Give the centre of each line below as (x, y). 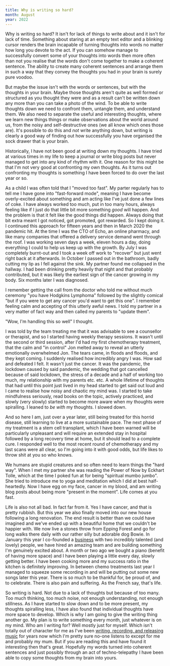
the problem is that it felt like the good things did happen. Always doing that (84, 215)
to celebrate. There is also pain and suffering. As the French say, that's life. (84, 583)
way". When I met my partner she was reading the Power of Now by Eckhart (85, 470)
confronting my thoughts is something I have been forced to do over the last (85, 173)
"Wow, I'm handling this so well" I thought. (49, 322)
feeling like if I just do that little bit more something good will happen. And (82, 210)
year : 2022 (17, 19)
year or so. (16, 178)
